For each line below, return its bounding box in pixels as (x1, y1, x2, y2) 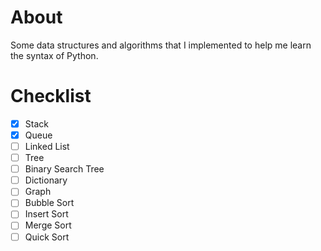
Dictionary (24, 174, 68, 186)
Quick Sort (24, 231, 70, 243)
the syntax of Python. (10, 49, 99, 61)
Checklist (10, 85, 92, 108)
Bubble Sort (24, 197, 75, 209)
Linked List (24, 141, 70, 152)
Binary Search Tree (24, 163, 105, 175)
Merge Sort (24, 219, 72, 231)
